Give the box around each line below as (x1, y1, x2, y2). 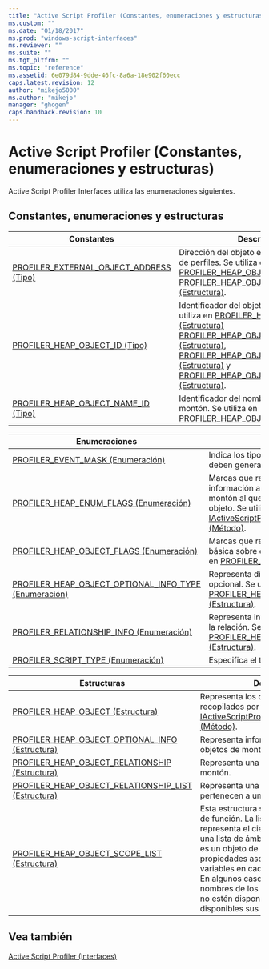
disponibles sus (199, 903, 259, 914)
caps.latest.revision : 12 (8, 78, 94, 86)
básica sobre (208, 545, 258, 556)
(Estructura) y (179, 359, 231, 370)
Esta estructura (199, 803, 258, 814)
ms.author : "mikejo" (8, 94, 78, 102)
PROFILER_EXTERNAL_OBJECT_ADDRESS (12, 262, 171, 273)
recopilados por (199, 701, 259, 712)
